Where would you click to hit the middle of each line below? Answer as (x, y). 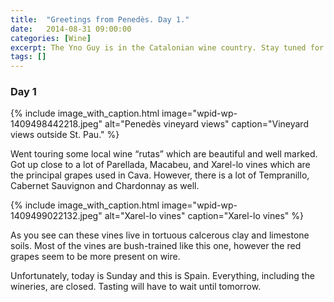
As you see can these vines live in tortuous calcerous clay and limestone (160, 235)
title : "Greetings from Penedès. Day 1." (100, 19)
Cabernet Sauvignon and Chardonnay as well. (105, 186)
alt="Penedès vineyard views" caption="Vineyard (206, 124)
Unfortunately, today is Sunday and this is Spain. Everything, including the (162, 276)
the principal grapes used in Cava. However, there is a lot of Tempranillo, (160, 175)
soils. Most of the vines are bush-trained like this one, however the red (156, 246)
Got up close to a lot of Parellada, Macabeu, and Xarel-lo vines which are (160, 165)
